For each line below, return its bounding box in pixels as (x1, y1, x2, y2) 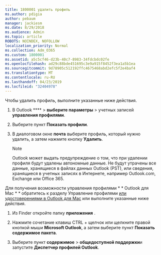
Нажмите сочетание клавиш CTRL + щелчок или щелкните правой (12, 219, 150, 225)
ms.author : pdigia (5, 12, 42, 17)
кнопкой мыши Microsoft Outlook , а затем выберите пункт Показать (12, 224, 155, 230)
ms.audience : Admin (5, 30, 45, 35)
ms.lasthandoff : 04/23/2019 (5, 79, 62, 84)
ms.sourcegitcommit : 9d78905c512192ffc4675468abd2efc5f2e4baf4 (5, 66, 136, 71)
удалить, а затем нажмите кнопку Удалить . (12, 136, 103, 142)
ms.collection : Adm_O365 (5, 48, 55, 53)
